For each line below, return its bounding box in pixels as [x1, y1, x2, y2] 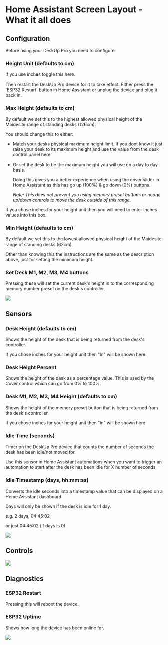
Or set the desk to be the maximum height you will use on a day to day [12, 161, 158, 167]
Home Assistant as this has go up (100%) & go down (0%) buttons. [12, 182, 151, 188]
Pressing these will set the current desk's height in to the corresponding [5, 280, 154, 286]
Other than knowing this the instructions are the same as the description [5, 251, 154, 257]
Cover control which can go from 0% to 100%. [5, 381, 101, 387]
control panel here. [12, 151, 52, 157]
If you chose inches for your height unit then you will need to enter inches [5, 206, 157, 212]
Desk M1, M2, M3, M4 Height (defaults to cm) [5, 393, 117, 400]
